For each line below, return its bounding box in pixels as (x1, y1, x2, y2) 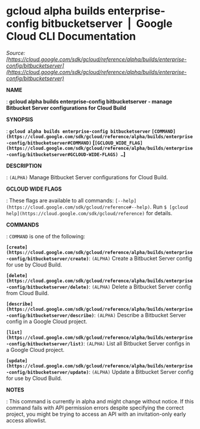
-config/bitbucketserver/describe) (6, 312, 95, 318)
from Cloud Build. (6, 289, 49, 296)
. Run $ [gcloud (149, 203, 189, 210)
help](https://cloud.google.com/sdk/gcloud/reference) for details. (6, 209, 173, 216)
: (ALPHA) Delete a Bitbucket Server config (88, 283, 192, 290)
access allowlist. (6, 416, 46, 424)
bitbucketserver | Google (41, 17, 173, 30)
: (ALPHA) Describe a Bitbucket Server (94, 311, 186, 318)
